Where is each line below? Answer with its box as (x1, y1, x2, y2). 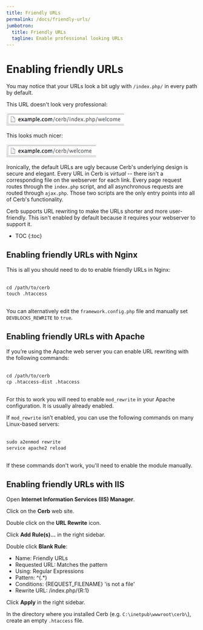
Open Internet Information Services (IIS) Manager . (6, 496, 135, 503)
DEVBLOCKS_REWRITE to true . (6, 314, 73, 321)
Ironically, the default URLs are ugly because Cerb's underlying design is (6, 164, 188, 171)
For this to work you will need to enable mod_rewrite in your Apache (6, 395, 175, 403)
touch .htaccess (6, 291, 47, 297)
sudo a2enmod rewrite (6, 438, 61, 445)
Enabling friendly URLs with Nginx (6, 250, 138, 260)
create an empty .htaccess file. (6, 617, 84, 624)
